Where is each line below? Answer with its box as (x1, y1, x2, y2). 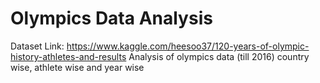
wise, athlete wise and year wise (10, 61, 145, 73)
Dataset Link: (10, 40, 65, 52)
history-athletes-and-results (10, 50, 127, 62)
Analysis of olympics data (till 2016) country (128, 50, 310, 62)
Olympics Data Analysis (10, 7, 213, 30)
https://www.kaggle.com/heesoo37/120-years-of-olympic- (66, 40, 310, 52)
